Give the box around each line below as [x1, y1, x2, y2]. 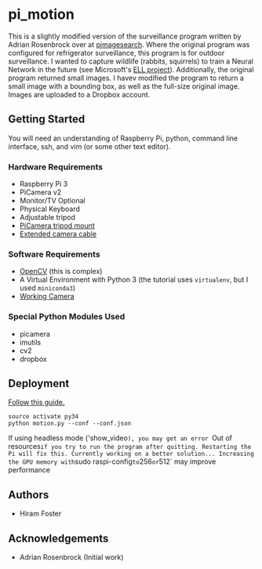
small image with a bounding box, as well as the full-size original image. [8, 81, 240, 91]
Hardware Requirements [8, 161, 104, 172]
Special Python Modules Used [8, 312, 126, 323]
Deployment [8, 377, 70, 390]
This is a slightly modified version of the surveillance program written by [8, 31, 242, 41]
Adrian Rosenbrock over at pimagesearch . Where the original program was [8, 39, 250, 49]
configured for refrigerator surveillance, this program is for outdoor [8, 48, 225, 57]
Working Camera [19, 292, 75, 301]
